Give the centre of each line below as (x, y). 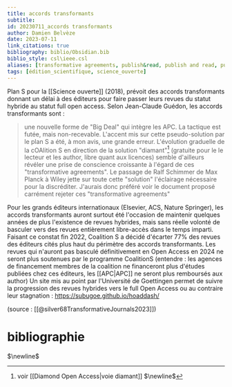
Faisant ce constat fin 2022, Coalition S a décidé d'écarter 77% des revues (114, 237)
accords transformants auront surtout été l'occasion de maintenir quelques (114, 215)
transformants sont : (36, 113)
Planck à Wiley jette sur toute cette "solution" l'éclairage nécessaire (120, 179)
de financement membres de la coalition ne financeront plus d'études (106, 267)
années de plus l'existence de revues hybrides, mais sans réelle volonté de (114, 222)
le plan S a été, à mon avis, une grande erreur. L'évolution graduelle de (124, 141)
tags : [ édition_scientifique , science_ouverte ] (77, 71)
